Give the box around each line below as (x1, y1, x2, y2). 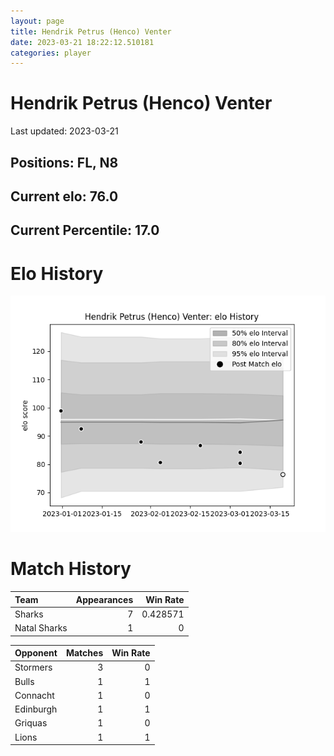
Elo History (10, 262, 104, 285)
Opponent (14, 647, 58, 659)
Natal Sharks (14, 622, 68, 634)
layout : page (10, 16, 65, 26)
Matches (65, 647, 104, 659)
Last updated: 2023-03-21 (10, 125, 119, 137)
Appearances (75, 593, 134, 605)
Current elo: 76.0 (10, 188, 119, 205)
